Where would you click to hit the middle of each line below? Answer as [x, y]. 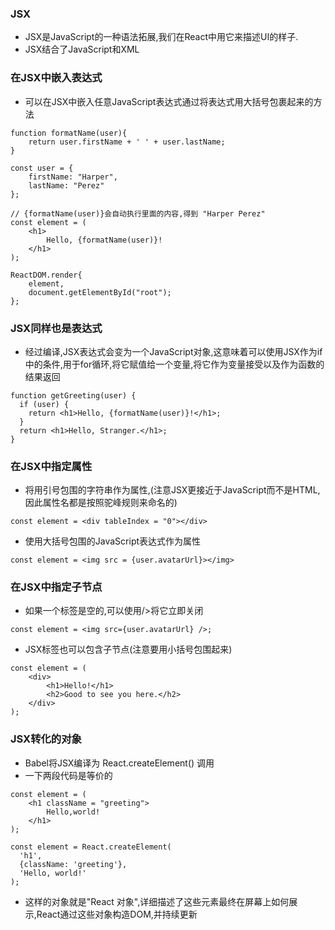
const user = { [42, 168]
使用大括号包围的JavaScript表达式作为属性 [113, 541]
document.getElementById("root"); [100, 292]
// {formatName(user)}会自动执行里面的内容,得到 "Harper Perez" [138, 213]
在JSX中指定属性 [51, 466]
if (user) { [44, 404]
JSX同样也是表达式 [56, 328]
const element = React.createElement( [91, 847]
